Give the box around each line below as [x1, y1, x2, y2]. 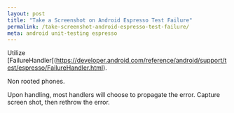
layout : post [7, 10, 46, 17]
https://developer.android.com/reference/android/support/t [55, 56, 227, 65]
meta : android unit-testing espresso [7, 29, 118, 37]
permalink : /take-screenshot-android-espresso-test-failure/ [7, 23, 190, 30]
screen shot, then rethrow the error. [7, 98, 110, 107]
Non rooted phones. [7, 77, 65, 86]
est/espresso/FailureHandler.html [7, 63, 104, 72]
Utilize [7, 49, 26, 57]
